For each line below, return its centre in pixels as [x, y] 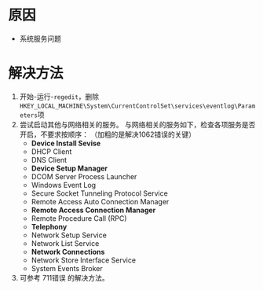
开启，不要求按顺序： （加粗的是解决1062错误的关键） [108, 134]
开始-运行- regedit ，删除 [59, 96]
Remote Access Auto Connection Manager [100, 201]
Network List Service [65, 243]
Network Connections [68, 251]
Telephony [49, 226]
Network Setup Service [69, 235]
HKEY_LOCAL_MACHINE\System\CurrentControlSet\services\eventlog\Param [137, 106]
